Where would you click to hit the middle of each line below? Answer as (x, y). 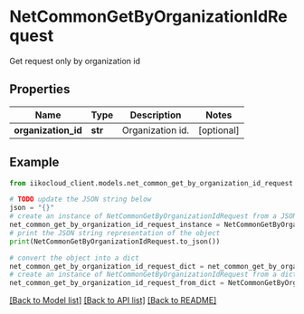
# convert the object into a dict (75, 258)
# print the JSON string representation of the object (115, 233)
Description (156, 115)
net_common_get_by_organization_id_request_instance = (115, 225)
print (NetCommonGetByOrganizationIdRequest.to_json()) (115, 242)
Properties (40, 89)
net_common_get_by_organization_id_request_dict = (107, 266)
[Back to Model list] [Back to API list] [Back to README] (113, 300)
